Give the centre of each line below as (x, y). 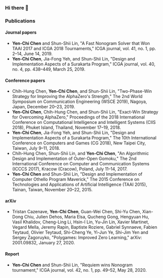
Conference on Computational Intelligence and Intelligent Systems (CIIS (84, 122)
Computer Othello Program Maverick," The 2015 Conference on (76, 179)
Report (12, 254)
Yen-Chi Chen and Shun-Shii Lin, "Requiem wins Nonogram (72, 265)
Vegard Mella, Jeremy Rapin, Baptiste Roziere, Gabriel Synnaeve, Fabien (84, 227)
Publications (20, 20)
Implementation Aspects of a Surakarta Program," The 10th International (84, 138)
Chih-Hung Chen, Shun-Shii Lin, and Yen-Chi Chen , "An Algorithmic (81, 154)
